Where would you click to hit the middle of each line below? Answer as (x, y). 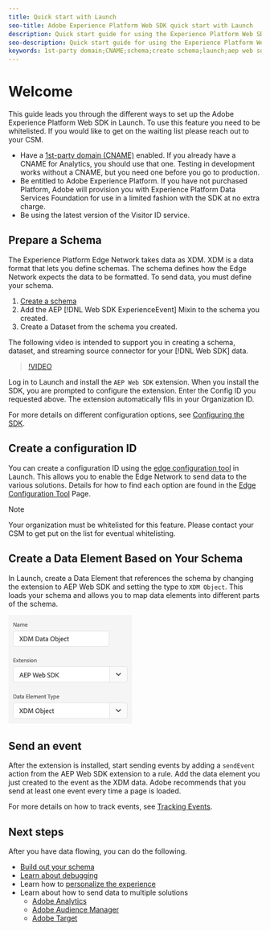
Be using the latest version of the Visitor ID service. (105, 215)
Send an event (45, 746)
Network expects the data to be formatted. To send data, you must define (130, 277)
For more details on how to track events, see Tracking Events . (110, 807)
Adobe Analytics (59, 901)
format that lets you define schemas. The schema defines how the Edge (127, 268)
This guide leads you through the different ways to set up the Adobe (121, 114)
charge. (33, 207)
